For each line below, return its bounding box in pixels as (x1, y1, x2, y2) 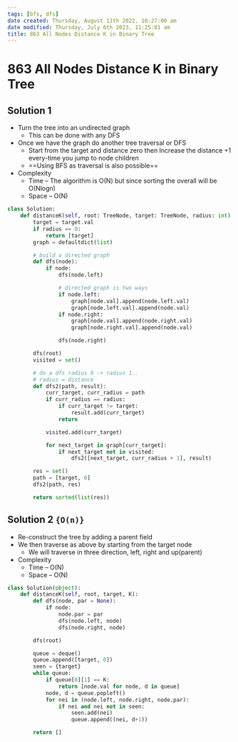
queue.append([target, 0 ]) (33, 656, 113, 664)
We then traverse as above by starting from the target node (17, 540, 192, 549)
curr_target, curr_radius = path (45, 390, 145, 397)
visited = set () (33, 356, 81, 364)
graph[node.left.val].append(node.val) (71, 304, 190, 311)
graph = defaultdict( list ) (33, 238, 113, 246)
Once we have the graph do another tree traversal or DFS (17, 138, 187, 147)
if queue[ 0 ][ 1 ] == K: (45, 676, 110, 683)
